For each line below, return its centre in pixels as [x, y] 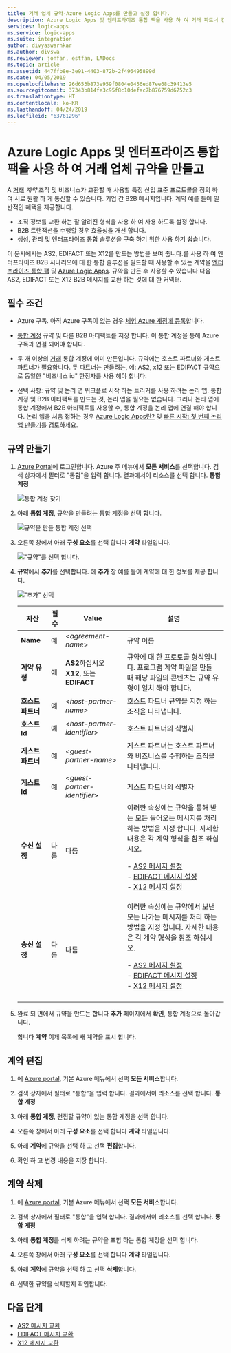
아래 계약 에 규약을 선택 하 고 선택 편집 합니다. [77, 1146]
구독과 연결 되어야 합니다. [51, 344]
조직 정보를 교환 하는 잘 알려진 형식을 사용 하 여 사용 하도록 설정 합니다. [112, 222]
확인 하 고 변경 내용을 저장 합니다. [62, 1160]
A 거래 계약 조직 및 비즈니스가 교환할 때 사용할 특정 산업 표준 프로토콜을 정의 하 [112, 189]
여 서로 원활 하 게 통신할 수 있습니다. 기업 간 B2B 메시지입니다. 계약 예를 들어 [110, 198]
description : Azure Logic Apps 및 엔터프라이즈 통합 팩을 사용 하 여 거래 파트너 [113, 20]
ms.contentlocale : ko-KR [43, 103]
